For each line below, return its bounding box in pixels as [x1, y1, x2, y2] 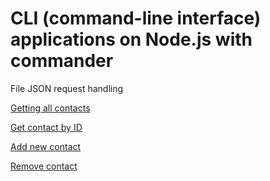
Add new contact [10, 140, 82, 152]
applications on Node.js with [10, 28, 253, 51]
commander [10, 50, 114, 72]
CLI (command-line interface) [10, 7, 262, 30]
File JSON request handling [10, 82, 124, 94]
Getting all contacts [10, 102, 91, 114]
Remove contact [10, 160, 78, 172]
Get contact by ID [10, 121, 83, 133]
